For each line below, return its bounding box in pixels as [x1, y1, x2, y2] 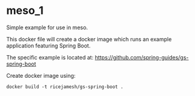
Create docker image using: [6, 72, 76, 79]
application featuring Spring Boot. [6, 42, 91, 49]
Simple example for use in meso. [6, 24, 88, 31]
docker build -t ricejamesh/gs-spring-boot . [6, 83, 123, 90]
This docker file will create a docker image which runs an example [6, 35, 172, 43]
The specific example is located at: [6, 53, 94, 61]
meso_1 [6, 4, 44, 18]
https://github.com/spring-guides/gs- [95, 53, 189, 61]
